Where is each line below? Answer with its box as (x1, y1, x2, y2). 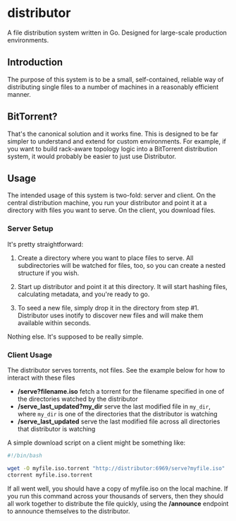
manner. (7, 90, 32, 98)
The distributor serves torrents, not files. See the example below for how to (7, 365, 225, 374)
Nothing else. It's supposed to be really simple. (7, 332, 144, 341)
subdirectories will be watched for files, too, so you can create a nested (17, 261, 226, 269)
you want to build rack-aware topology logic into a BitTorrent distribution (7, 144, 218, 153)
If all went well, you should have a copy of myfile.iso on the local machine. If (7, 484, 228, 493)
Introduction (7, 57, 63, 69)
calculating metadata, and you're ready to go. (17, 290, 150, 298)
